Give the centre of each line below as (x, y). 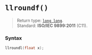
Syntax (13, 38)
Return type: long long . (40, 20)
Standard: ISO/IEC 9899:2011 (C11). (52, 26)
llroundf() (27, 8)
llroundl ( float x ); (25, 48)
